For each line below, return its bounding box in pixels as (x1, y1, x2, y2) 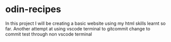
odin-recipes (5, 4, 61, 15)
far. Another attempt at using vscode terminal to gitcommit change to (5, 25, 151, 31)
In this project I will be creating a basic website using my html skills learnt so (5, 20, 166, 26)
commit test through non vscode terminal (5, 31, 92, 37)
